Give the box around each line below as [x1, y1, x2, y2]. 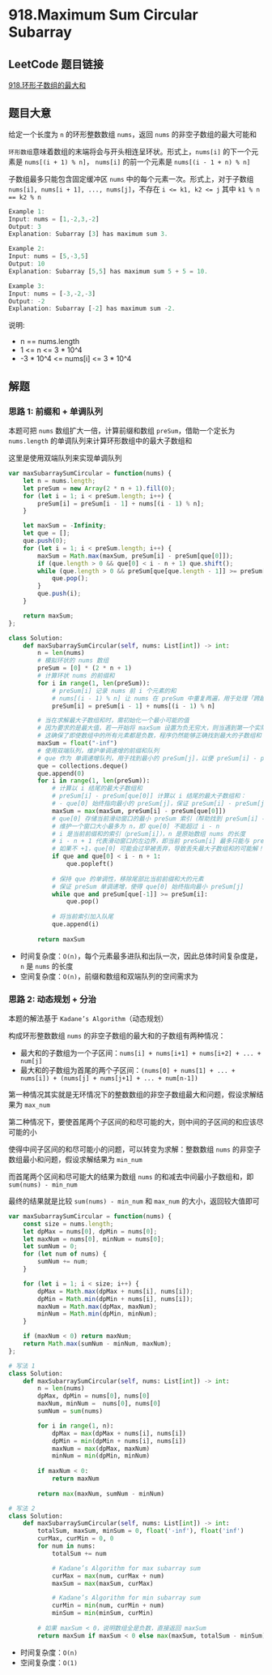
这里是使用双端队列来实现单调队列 [8, 453, 122, 463]
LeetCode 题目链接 [8, 57, 104, 71]
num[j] [19, 1057, 43, 1065]
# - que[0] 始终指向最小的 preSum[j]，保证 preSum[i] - [51, 799, 232, 807]
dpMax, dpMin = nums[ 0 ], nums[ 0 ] [37, 1392, 151, 1401]
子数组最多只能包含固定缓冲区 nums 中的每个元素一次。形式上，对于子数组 [8, 174, 254, 183]
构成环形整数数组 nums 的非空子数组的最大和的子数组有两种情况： [8, 1031, 226, 1040]
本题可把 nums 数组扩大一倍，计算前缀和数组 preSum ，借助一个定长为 [8, 426, 236, 435]
